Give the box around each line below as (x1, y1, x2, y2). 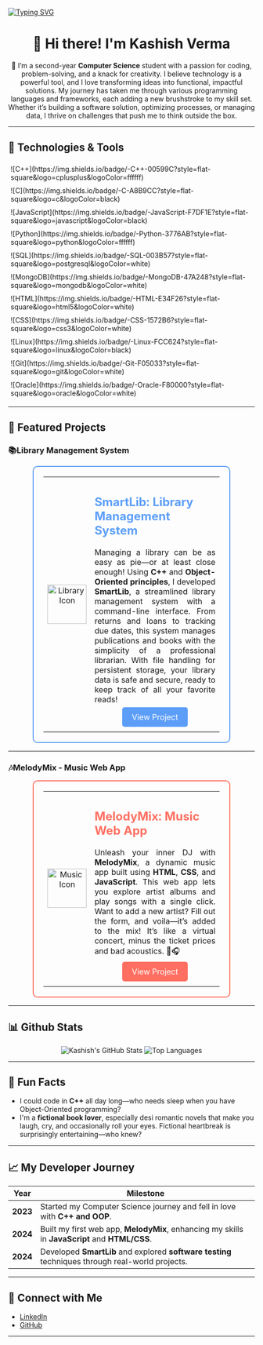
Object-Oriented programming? (19, 1105, 121, 1114)
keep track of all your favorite (94, 683, 216, 694)
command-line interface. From (94, 605, 216, 616)
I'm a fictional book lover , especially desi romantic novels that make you (19, 1113, 254, 1122)
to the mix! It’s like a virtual (94, 925, 216, 936)
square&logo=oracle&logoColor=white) (10, 388, 137, 398)
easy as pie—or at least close (94, 556, 216, 567)
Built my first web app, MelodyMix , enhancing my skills (40, 1224, 244, 1235)
